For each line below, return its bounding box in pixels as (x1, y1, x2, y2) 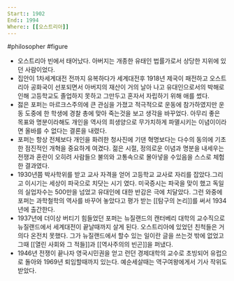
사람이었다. (24, 66, 56, 74)
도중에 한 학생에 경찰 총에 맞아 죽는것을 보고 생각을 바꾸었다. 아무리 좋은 (24, 109, 221, 117)
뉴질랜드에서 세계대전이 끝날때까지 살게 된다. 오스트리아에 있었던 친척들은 (17, 223, 218, 231)
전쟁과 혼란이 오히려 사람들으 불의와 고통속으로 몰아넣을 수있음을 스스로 (17, 153, 212, 161)
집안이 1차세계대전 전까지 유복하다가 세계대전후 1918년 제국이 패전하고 (17, 74, 208, 82)
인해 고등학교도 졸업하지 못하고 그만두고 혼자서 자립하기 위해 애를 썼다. (17, 92, 210, 100)
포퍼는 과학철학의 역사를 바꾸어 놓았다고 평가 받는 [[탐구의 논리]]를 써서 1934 (17, 196, 227, 205)
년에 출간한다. (17, 206, 56, 214)
